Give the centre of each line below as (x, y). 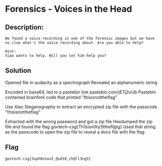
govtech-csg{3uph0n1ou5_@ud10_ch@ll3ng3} (48, 159)
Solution (18, 70)
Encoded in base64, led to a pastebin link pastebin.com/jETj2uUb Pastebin (81, 92)
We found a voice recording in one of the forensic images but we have (80, 38)
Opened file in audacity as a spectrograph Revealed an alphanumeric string (81, 83)
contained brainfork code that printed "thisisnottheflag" (61, 97)
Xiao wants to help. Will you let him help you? (56, 55)
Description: (25, 27)
